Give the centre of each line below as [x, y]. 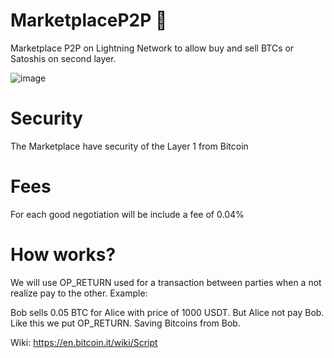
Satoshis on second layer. [63, 58]
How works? [63, 255]
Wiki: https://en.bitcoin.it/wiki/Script [84, 342]
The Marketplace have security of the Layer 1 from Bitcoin [129, 146]
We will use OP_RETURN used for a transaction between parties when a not [166, 282]
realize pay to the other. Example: [79, 293]
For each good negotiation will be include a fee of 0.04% [127, 214]
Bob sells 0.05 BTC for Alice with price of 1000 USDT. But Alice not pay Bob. [167, 312]
